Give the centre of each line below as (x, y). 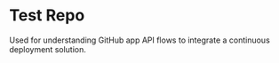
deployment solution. (48, 49)
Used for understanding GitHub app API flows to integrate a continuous (140, 40)
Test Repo (47, 16)
